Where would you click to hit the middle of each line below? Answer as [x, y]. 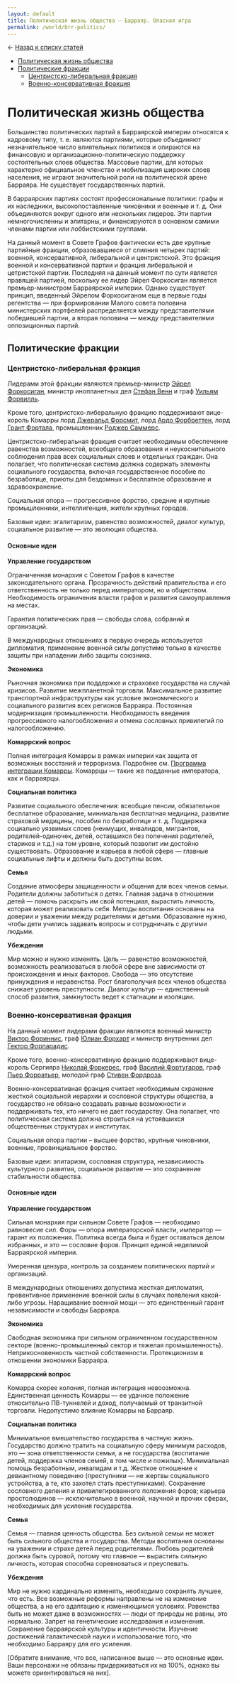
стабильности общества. [45, 1176]
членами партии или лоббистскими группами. [77, 229]
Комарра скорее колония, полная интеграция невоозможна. [99, 1387]
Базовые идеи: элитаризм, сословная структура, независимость [106, 1161]
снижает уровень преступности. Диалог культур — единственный [108, 989]
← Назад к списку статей [45, 48]
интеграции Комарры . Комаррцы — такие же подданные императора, [114, 771]
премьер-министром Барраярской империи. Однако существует [106, 288]
